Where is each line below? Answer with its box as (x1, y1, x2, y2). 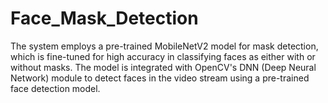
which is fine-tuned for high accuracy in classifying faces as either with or (10, 50, 316, 62)
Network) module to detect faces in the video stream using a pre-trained (10, 72, 310, 84)
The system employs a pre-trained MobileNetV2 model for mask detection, (10, 40, 319, 52)
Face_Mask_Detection (10, 7, 199, 30)
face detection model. (10, 82, 101, 94)
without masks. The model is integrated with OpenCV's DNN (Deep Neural (10, 61, 317, 73)
